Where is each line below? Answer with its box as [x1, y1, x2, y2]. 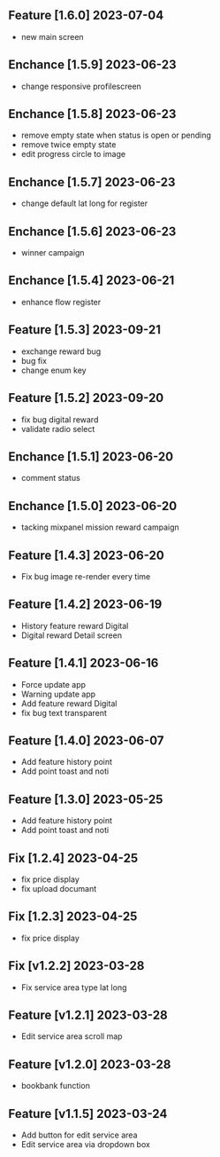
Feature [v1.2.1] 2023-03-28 [8, 1008, 169, 1023]
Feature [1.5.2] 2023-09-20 [8, 390, 164, 405]
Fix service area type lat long [20, 981, 127, 993]
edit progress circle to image [20, 149, 125, 160]
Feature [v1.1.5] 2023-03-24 [8, 1106, 168, 1122]
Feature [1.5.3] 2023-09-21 [8, 322, 161, 337]
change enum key [20, 365, 87, 375]
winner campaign [20, 248, 85, 258]
